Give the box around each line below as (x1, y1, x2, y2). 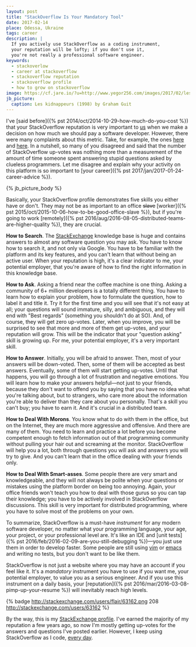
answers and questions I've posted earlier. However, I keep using (6, 628, 163, 635)
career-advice (6, 173, 40, 180)
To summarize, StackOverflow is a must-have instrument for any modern (6, 519, 181, 526)
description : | (6, 36, 43, 42)
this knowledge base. (6, 269, 58, 276)
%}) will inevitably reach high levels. (61, 586, 148, 593)
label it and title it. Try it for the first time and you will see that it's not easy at (6, 299, 190, 306)
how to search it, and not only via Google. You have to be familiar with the (6, 244, 183, 252)
